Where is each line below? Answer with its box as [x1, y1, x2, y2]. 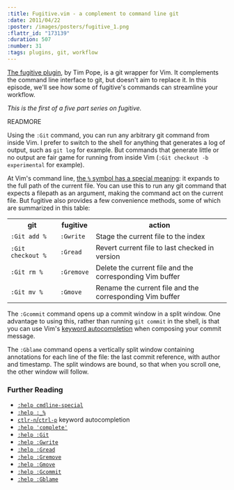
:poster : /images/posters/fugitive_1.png [7, 23, 130, 30]
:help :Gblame [17, 476, 58, 483]
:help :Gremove [17, 454, 62, 461]
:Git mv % [10, 288, 43, 296]
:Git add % [10, 232, 47, 240]
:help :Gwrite [17, 439, 58, 446]
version [95, 252, 120, 261]
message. [7, 332, 36, 340]
